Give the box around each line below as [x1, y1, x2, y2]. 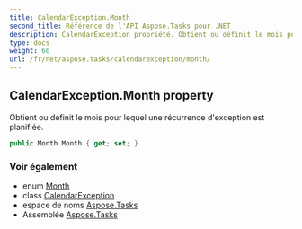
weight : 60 [9, 47, 50, 56]
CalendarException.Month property [9, 88, 214, 103]
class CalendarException [22, 189, 115, 200]
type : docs [9, 38, 50, 48]
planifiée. [9, 121, 44, 132]
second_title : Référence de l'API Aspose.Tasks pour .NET [9, 22, 231, 31]
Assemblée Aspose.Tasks [22, 208, 119, 220]
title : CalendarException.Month [9, 13, 130, 22]
